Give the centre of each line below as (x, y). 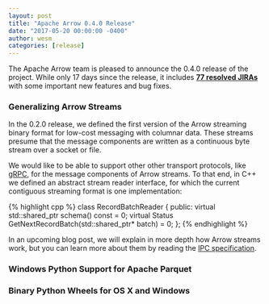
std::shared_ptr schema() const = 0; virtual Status (91, 215)
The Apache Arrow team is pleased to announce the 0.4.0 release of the (128, 69)
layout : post (30, 16)
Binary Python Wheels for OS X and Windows (99, 291)
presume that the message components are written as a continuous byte (129, 141)
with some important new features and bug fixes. (90, 86)
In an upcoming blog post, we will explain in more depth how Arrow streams (134, 239)
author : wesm (30, 38)
